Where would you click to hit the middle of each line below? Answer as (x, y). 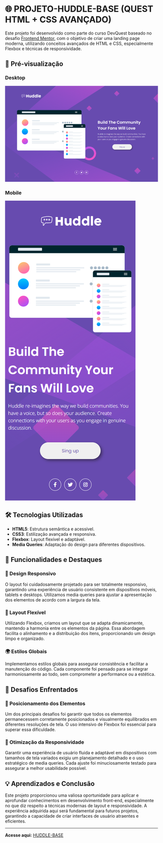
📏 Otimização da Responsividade (45, 742)
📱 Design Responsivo (31, 574)
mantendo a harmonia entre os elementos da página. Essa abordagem (75, 628)
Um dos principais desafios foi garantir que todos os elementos (68, 714)
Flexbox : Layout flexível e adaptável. (49, 540)
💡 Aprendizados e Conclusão (50, 783)
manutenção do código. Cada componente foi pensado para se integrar (77, 669)
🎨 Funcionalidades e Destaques (54, 560)
